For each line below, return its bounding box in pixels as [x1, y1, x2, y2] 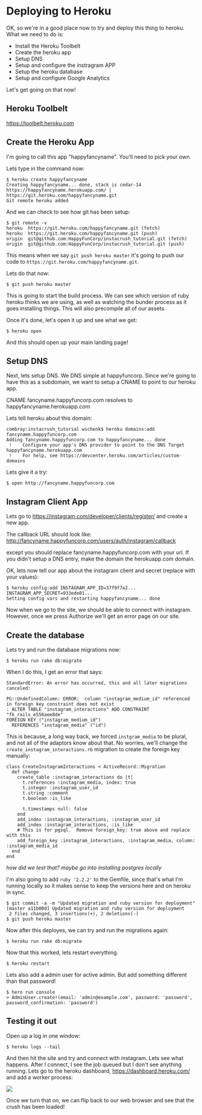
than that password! [6, 977, 56, 985]
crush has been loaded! [6, 1103, 65, 1110]
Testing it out [6, 1016, 57, 1026]
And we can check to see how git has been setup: [6, 208, 131, 215]
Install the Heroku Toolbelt [14, 42, 81, 49]
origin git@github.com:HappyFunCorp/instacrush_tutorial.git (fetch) [6, 235, 188, 242]
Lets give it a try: [6, 469, 48, 476]
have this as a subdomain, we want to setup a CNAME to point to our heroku [6, 378, 196, 386]
